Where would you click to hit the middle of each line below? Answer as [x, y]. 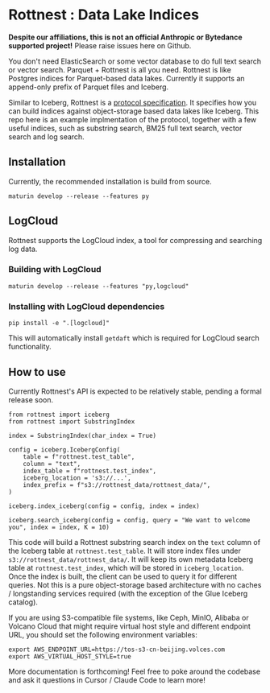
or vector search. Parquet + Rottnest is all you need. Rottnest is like [120, 69]
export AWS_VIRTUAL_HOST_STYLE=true [70, 656]
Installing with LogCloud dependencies [87, 306]
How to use [37, 372]
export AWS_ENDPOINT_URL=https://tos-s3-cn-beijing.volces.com [117, 650]
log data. [23, 249]
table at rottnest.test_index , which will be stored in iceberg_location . [126, 567]
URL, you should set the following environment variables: [103, 634]
